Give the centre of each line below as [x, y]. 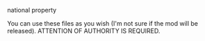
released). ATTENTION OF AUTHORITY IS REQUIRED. [84, 31]
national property [32, 10]
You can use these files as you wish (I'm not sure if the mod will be [103, 23]
